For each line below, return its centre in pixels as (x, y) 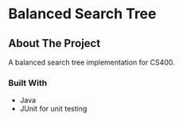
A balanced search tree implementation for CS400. (91, 62)
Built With (28, 83)
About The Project (55, 43)
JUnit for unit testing (53, 109)
